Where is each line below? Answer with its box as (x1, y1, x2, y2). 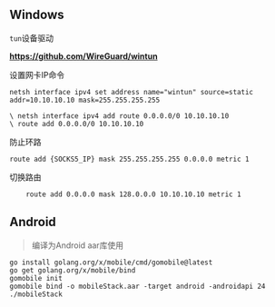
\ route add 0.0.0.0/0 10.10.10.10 (9, 119, 144, 128)
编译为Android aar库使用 (31, 240, 124, 251)
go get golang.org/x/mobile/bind (9, 265, 136, 275)
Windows (9, 7, 64, 23)
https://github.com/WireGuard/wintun (9, 50, 158, 62)
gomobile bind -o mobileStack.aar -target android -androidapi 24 (9, 282, 266, 291)
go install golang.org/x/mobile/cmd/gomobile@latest (9, 258, 213, 267)
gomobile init (9, 273, 64, 282)
